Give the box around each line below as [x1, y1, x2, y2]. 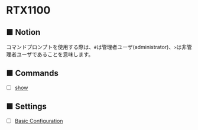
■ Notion [6, 27, 41, 37]
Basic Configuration [14, 117, 63, 124]
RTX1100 [6, 4, 51, 17]
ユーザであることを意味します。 [16, 51, 94, 58]
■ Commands [6, 69, 59, 79]
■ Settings [6, 102, 47, 112]
